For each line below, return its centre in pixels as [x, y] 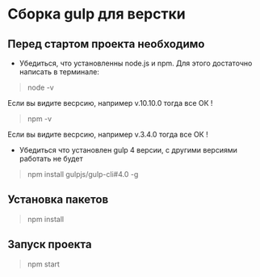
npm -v [40, 119]
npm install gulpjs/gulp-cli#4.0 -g [83, 174]
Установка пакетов [58, 200]
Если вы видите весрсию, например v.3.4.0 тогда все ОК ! [108, 134]
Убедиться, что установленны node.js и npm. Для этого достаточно [136, 63]
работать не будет [51, 159]
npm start [43, 264]
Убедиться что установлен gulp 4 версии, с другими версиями [128, 150]
